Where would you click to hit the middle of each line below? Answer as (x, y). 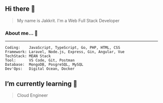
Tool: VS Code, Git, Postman (40, 60)
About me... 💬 (21, 33)
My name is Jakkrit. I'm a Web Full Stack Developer (68, 20)
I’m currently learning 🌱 (41, 83)
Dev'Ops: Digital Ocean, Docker (40, 69)
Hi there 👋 (20, 9)
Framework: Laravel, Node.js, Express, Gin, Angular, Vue (65, 52)
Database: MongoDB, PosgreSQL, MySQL (44, 65)
